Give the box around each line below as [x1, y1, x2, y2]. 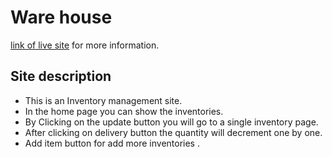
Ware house [10, 6, 113, 29]
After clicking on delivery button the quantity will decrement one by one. [24, 126, 323, 138]
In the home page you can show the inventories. [24, 105, 224, 117]
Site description [10, 68, 112, 85]
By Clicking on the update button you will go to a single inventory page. [24, 116, 319, 128]
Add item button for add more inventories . [24, 137, 200, 149]
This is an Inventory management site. [24, 94, 183, 106]
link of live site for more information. [10, 39, 160, 51]
